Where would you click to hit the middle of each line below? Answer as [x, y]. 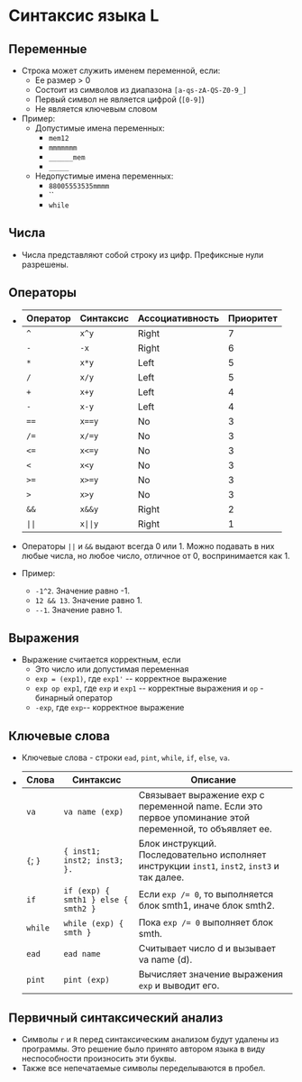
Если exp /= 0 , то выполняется [206, 894]
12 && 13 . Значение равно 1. [89, 600]
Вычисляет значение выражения [210, 975]
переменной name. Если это [201, 806]
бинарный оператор [74, 698]
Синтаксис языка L [84, 16]
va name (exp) [94, 812]
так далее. [161, 877]
